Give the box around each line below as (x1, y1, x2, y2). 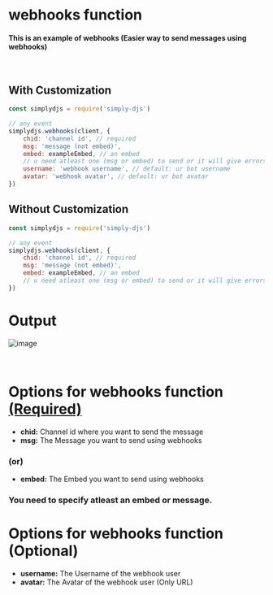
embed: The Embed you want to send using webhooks (19, 474, 205, 484)
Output (8, 311, 57, 330)
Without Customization (8, 202, 129, 216)
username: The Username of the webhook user (19, 568, 181, 578)
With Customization (8, 83, 112, 97)
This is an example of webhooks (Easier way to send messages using (8, 33, 247, 42)
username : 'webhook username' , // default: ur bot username (23, 165, 231, 173)
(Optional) (8, 542, 79, 560)
